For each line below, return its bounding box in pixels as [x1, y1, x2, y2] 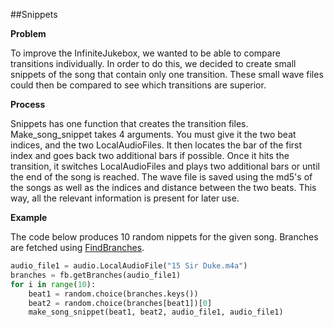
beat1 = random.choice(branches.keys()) [28, 289, 199, 299]
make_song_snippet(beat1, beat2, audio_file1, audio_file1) [28, 307, 284, 318]
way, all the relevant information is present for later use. [10, 192, 240, 204]
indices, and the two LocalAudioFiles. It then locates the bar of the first [10, 139, 303, 151]
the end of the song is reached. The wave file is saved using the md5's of [10, 171, 313, 183]
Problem [10, 28, 47, 39]
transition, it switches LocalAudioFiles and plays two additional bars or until [10, 160, 320, 172]
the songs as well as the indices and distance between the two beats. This [10, 182, 317, 193]
